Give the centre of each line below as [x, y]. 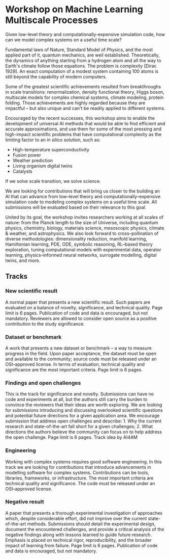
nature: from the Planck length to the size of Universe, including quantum [82, 222]
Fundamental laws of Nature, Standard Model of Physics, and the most [79, 49]
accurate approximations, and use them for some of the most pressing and [83, 129]
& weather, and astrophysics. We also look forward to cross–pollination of [82, 233]
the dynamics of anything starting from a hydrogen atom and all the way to [83, 60]
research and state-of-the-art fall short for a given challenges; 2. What [79, 427]
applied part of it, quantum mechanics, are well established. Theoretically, [82, 55]
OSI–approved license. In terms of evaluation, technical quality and [75, 364]
